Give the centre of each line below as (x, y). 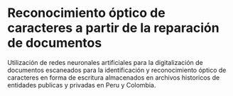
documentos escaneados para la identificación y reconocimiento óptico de (117, 70)
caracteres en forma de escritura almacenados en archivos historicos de (114, 77)
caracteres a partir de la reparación (113, 28)
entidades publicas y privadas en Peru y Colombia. (82, 85)
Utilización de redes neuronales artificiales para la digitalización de (105, 62)
